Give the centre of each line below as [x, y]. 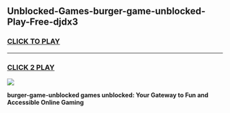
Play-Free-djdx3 [43, 22]
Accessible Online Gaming [46, 102]
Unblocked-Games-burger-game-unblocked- [106, 11]
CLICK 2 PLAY [31, 67]
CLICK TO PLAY [34, 42]
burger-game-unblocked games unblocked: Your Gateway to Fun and [108, 95]
